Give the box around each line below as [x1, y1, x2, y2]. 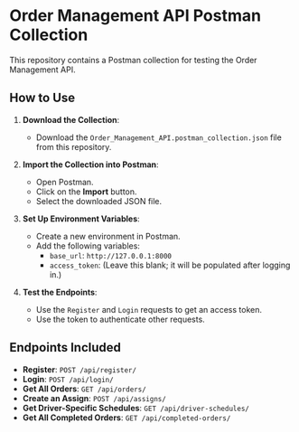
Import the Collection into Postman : [22, 159, 160, 170]
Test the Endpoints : [22, 286, 98, 297]
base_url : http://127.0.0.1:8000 [49, 249, 172, 260]
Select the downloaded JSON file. [35, 195, 163, 206]
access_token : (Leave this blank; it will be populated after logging [49, 259, 291, 270]
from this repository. [35, 141, 112, 152]
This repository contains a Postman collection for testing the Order [9, 54, 257, 65]
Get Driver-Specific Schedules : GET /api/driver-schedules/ [22, 402, 250, 413]
